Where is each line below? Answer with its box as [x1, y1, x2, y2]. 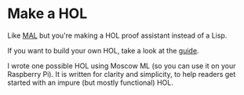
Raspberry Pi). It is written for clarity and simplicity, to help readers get [7, 69, 236, 79]
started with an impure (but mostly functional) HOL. [7, 78, 173, 87]
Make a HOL [7, 5, 88, 23]
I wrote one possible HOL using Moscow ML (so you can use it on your [7, 60, 236, 71]
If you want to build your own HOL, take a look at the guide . [7, 46, 199, 55]
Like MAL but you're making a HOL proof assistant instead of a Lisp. [7, 31, 228, 40]
